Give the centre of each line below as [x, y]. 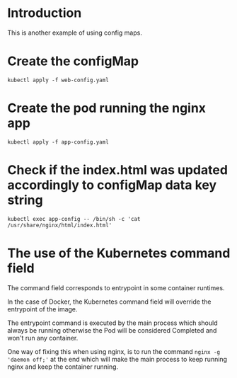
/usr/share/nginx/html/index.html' [60, 225]
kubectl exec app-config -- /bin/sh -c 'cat [74, 219]
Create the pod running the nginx [107, 108]
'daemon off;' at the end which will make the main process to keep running [117, 359]
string [25, 200]
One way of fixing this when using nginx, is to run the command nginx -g [114, 351]
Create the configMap [73, 61]
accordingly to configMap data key [112, 185]
